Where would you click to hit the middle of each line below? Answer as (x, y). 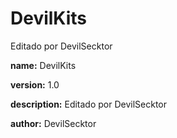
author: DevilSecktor (53, 123)
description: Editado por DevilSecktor (89, 104)
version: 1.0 (35, 84)
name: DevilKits (43, 65)
